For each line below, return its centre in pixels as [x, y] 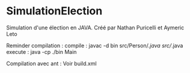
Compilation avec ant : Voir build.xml [52, 63]
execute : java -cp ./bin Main [41, 51]
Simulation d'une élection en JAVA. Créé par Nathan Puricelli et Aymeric [95, 28]
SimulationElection [54, 11]
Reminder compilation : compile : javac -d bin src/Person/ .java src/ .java [95, 45]
